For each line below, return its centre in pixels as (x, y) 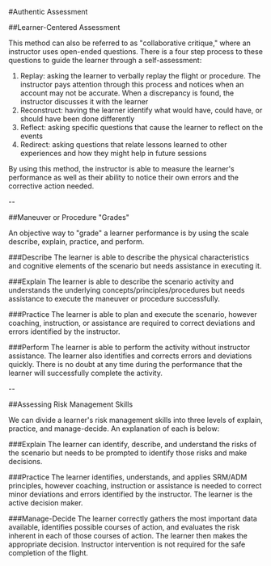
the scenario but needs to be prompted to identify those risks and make (128, 453)
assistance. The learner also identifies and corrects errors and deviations (130, 356)
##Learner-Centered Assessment (64, 27)
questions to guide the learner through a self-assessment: (105, 60)
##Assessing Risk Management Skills (71, 404)
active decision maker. (46, 503)
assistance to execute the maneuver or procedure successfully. (114, 299)
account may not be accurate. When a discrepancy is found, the (127, 93)
